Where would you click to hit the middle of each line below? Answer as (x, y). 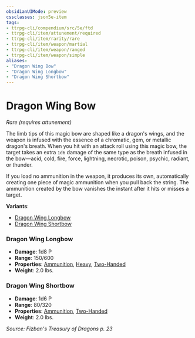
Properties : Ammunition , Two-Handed (61, 311)
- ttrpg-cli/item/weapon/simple (46, 55)
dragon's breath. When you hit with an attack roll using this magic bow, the (96, 146)
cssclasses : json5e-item (36, 17)
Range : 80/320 (33, 305)
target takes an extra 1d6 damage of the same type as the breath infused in (97, 153)
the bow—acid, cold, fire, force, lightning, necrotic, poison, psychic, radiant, (98, 158)
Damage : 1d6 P (33, 298)
